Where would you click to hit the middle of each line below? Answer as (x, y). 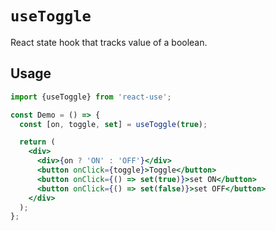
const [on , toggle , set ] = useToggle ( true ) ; (113, 124)
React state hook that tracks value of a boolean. (109, 42)
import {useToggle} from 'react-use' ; (91, 97)
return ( (37, 142)
